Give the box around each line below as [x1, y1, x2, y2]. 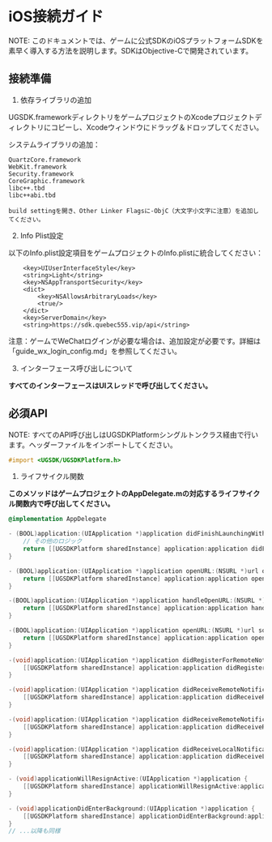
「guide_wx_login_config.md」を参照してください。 [8, 346, 182, 356]
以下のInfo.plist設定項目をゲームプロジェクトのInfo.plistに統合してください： [8, 248, 264, 258]
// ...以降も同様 [8, 827, 61, 836]
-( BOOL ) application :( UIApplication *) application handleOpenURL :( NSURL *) [8, 596, 266, 605]
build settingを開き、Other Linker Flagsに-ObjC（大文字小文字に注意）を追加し [8, 207, 259, 215]
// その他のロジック [23, 537, 83, 545]
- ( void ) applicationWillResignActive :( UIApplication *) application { [8, 775, 249, 783]
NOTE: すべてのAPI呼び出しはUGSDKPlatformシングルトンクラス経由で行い [8, 430, 259, 439]
